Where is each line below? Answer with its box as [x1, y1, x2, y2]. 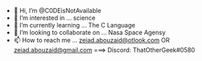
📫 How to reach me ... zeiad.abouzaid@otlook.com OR [13, 36, 170, 44]
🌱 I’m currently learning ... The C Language [13, 21, 135, 29]
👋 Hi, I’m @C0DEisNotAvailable [13, 7, 102, 14]
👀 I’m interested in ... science [13, 14, 96, 22]
